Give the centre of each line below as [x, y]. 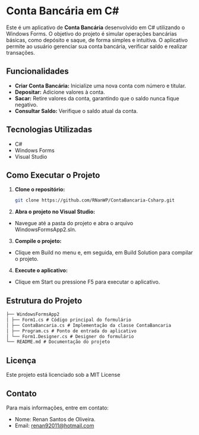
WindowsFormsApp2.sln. [45, 229]
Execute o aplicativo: [41, 270]
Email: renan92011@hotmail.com [54, 425]
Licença [21, 360]
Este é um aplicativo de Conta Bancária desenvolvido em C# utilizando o [96, 27]
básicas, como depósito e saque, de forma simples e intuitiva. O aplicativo [97, 40]
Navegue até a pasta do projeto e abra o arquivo [74, 223]
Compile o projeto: [38, 241]
